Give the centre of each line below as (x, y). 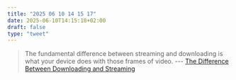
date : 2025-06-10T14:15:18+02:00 (57, 21)
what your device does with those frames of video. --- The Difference (127, 62)
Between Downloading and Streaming (80, 69)
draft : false (27, 27)
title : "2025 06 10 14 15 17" (52, 14)
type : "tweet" (28, 34)
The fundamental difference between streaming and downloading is (124, 54)
